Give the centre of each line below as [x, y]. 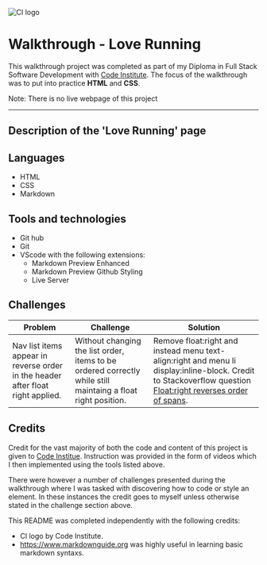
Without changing [108, 340]
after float [31, 385]
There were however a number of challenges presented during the [117, 479]
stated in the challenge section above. [71, 505]
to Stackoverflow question [203, 380]
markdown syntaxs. [52, 552]
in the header [37, 375]
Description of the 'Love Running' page [107, 131]
